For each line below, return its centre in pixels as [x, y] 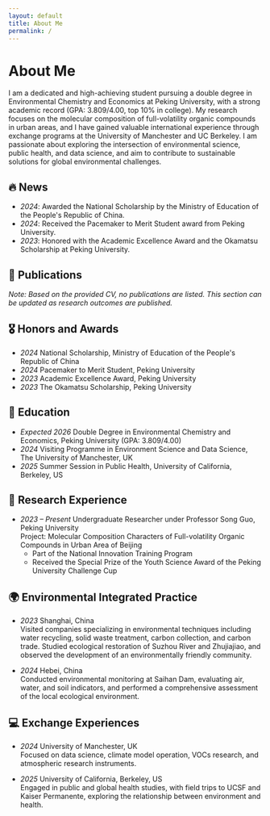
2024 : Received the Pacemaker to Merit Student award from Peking [132, 224]
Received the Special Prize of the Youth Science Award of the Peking [147, 563]
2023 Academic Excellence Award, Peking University [108, 378]
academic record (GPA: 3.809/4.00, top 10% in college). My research [123, 111]
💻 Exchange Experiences [74, 723]
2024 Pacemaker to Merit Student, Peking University [108, 370]
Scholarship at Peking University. [75, 249]
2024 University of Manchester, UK [79, 746]
